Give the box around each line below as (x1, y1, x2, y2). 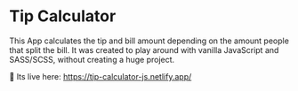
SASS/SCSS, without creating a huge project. (9, 54, 175, 64)
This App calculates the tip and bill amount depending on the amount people (9, 35, 289, 46)
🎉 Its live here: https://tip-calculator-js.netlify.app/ (9, 71, 192, 81)
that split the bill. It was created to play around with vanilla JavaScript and (9, 44, 279, 55)
